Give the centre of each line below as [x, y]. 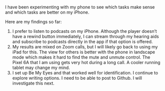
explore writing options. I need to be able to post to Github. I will [77, 78]
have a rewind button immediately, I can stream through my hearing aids [85, 36]
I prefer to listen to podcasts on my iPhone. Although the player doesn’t [84, 31]
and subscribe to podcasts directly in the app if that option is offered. [82, 42]
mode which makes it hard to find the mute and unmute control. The [81, 57]
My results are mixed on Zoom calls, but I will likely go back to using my [85, 47]
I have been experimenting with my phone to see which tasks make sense [80, 7]
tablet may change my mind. [41, 68]
